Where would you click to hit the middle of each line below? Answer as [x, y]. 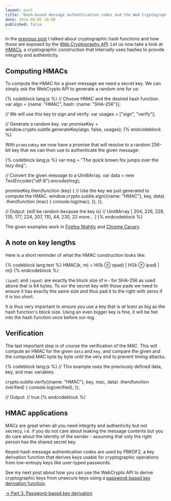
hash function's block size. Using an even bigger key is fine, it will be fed [81, 312]
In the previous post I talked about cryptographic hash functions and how [82, 39]
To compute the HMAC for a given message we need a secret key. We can [83, 83]
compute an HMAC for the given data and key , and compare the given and [83, 351]
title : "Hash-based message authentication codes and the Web [73, 15]
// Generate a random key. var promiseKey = [52, 124]
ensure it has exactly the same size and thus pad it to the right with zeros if [84, 291]
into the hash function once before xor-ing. [50, 317]
